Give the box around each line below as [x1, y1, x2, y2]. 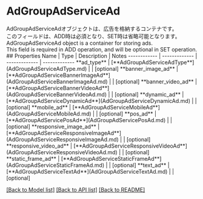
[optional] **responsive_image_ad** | [6, 123, 100, 130]
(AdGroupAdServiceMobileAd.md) [6, 110, 92, 117]
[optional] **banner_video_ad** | [115, 77, 198, 85]
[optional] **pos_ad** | [99, 110, 156, 117]
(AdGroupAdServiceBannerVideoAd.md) [6, 91, 107, 98]
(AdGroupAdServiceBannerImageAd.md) [6, 77, 108, 85]
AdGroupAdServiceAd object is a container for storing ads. [6, 39, 153, 47]
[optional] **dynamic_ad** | [114, 91, 184, 98]
